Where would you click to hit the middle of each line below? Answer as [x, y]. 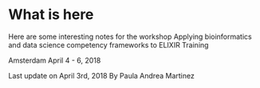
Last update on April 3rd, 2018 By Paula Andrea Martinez [102, 75]
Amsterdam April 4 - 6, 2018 [55, 60]
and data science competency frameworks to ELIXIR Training [108, 44]
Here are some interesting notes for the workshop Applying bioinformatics [130, 36]
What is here [51, 15]
